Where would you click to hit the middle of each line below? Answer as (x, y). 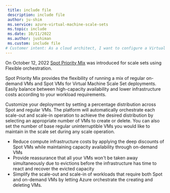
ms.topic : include (27, 29)
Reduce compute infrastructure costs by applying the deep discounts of (88, 141)
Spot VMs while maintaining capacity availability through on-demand (85, 147)
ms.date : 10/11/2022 (29, 34)
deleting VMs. (27, 185)
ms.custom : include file (34, 44)
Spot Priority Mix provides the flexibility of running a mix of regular (75, 78)
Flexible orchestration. (29, 68)
